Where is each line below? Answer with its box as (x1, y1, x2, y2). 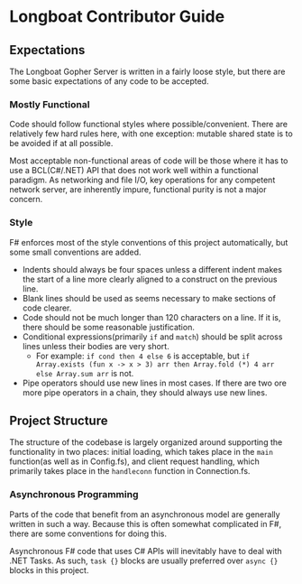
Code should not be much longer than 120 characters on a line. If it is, (22, 311, 281, 322)
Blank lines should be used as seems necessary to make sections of (22, 292, 277, 303)
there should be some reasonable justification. (22, 321, 196, 332)
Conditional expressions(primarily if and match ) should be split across (22, 331, 283, 342)
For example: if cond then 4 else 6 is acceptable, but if (35, 350, 251, 361)
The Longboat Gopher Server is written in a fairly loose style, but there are (9, 66, 286, 77)
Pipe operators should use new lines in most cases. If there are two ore (22, 377, 287, 388)
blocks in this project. (9, 564, 89, 575)
